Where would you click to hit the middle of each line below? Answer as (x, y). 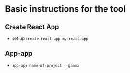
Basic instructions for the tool (65, 9)
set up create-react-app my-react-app (50, 38)
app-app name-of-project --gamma (45, 66)
